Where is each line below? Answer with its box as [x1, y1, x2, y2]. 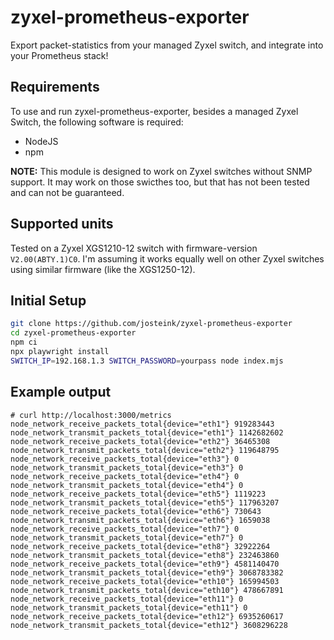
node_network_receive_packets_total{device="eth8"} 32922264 [10, 541, 271, 551]
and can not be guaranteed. [10, 186, 125, 198]
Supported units [10, 216, 114, 233]
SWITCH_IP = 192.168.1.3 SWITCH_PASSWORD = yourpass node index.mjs [10, 356, 284, 366]
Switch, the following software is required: [10, 116, 184, 128]
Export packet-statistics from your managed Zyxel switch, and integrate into [10, 39, 324, 51]
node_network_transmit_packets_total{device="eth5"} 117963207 [10, 497, 280, 508]
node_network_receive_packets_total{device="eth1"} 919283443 [10, 419, 275, 429]
